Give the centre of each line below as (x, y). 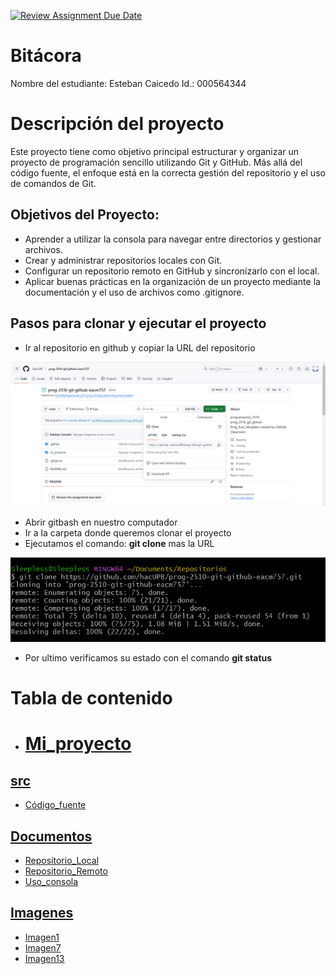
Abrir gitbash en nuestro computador (101, 522)
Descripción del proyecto (117, 124)
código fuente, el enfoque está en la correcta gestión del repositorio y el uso (168, 172)
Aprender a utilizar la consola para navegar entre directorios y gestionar (173, 239)
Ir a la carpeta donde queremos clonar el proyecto (128, 532)
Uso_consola (51, 882)
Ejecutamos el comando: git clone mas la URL (119, 543)
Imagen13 (44, 958)
